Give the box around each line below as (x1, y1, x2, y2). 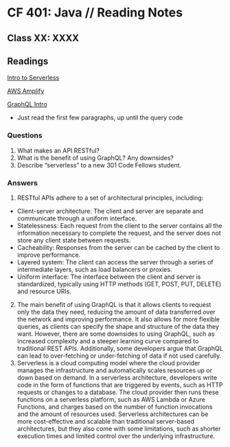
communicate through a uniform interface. (16, 214, 137, 222)
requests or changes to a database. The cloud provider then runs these (16, 388, 219, 396)
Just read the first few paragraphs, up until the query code (16, 113, 183, 122)
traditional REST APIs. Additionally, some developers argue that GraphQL (16, 344, 223, 352)
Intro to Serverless (7, 73, 60, 82)
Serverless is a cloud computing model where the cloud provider (16, 358, 200, 367)
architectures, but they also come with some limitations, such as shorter (16, 424, 221, 433)
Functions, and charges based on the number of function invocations (16, 402, 213, 411)
